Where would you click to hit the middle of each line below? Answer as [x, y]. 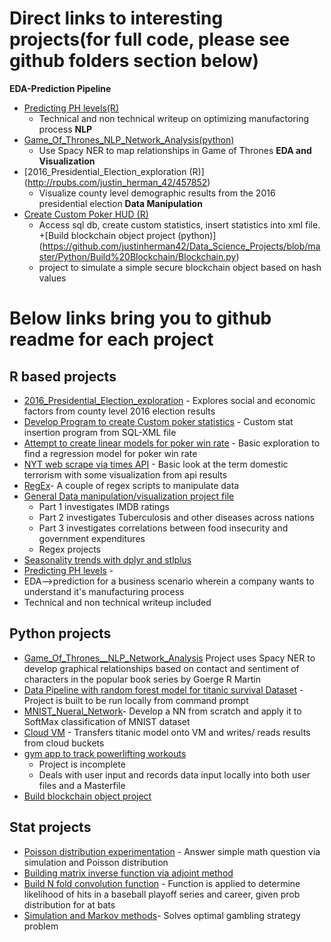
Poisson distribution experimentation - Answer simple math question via [172, 851]
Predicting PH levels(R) [71, 108]
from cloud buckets [64, 743]
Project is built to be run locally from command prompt [136, 700]
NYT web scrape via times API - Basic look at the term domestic [156, 464]
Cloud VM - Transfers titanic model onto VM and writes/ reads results [167, 732]
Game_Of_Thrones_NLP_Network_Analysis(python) [129, 139]
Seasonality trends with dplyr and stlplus [107, 559]
